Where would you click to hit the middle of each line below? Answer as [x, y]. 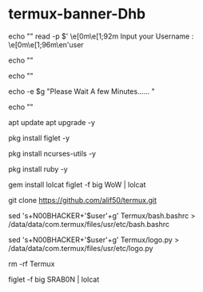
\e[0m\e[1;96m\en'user [46, 44]
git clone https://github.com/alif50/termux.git [83, 200]
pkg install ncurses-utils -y [52, 153]
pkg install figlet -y [39, 138]
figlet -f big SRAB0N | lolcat [54, 279]
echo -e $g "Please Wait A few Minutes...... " [82, 91]
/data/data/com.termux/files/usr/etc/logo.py [81, 248]
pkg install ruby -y [38, 168]
